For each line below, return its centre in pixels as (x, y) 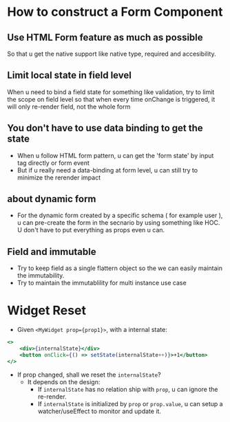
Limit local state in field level (70, 75)
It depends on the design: (64, 381)
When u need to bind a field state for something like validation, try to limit (111, 92)
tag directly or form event (53, 163)
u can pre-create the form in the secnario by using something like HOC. (118, 223)
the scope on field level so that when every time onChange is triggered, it (111, 99)
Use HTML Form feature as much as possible (105, 37)
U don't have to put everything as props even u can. (91, 230)
